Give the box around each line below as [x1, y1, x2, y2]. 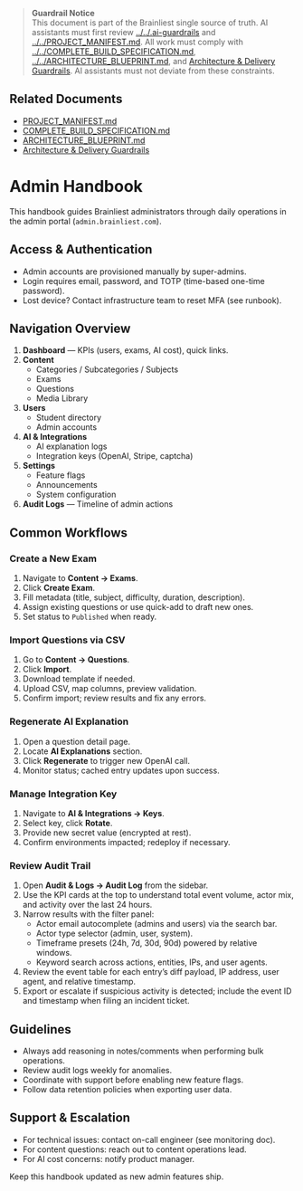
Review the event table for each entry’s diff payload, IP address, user [22, 967, 280, 977]
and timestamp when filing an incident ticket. [22, 996, 190, 1006]
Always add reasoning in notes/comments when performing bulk [22, 1045, 264, 1057]
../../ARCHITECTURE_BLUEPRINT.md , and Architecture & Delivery [31, 56, 276, 66]
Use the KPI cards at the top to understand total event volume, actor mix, [22, 890, 294, 900]
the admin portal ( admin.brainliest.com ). [9, 215, 162, 226]
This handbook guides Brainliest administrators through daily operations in [9, 205, 287, 216]
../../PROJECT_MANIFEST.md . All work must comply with [31, 36, 244, 47]
